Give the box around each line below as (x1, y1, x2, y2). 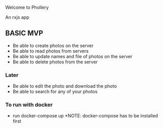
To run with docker (5, 101, 53, 109)
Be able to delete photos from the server (12, 59, 98, 65)
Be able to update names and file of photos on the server (12, 53, 132, 59)
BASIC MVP (5, 29, 43, 38)
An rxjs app (5, 14, 30, 20)
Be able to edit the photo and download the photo (12, 83, 117, 89)
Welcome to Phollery (5, 5, 49, 10)
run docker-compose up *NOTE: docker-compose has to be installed (12, 113, 158, 119)
